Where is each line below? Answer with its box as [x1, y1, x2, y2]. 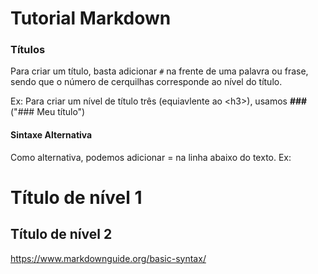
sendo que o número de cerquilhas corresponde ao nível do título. [10, 76, 283, 88]
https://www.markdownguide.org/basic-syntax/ [10, 252, 207, 264]
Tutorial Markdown [10, 7, 172, 30]
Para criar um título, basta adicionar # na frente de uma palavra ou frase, [10, 65, 309, 77]
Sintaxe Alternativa [10, 129, 93, 141]
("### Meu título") [10, 106, 86, 118]
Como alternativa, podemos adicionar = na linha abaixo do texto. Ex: [10, 151, 292, 163]
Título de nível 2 [10, 226, 113, 243]
